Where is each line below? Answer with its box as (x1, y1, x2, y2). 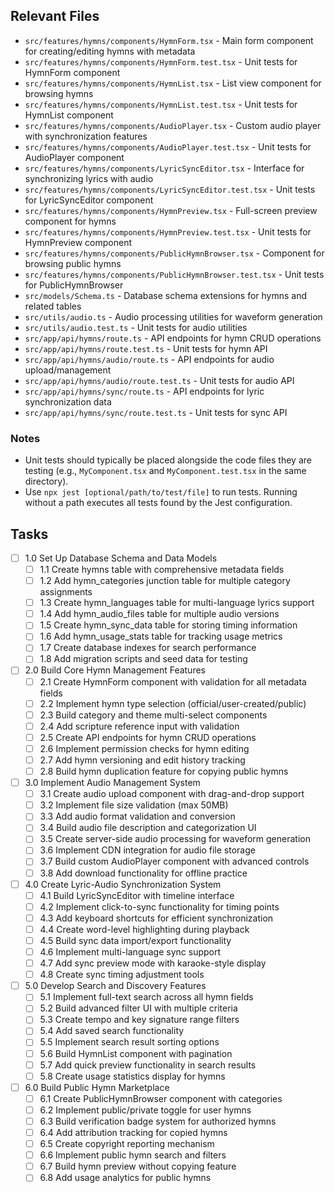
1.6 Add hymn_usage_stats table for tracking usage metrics (39, 630, 283, 643)
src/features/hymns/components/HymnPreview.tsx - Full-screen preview (24, 204, 318, 216)
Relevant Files (10, 8, 100, 25)
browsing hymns (24, 87, 94, 99)
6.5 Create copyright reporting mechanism (39, 1138, 215, 1150)
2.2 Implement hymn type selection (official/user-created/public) (39, 697, 307, 709)
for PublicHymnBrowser (24, 279, 124, 291)
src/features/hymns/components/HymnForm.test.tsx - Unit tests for (24, 55, 298, 68)
